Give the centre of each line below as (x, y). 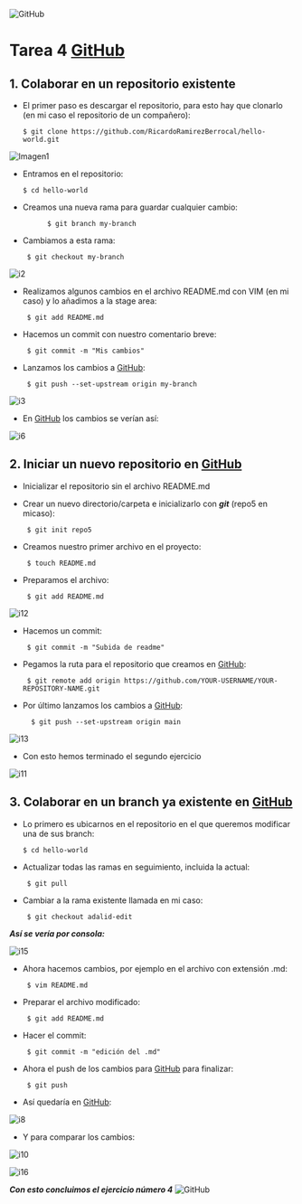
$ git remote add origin (73, 681)
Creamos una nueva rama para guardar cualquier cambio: (130, 207)
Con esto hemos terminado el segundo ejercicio (112, 756)
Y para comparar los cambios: (79, 1137)
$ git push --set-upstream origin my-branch (112, 384)
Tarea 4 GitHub (67, 51)
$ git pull (47, 883)
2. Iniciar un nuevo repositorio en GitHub (126, 464)
